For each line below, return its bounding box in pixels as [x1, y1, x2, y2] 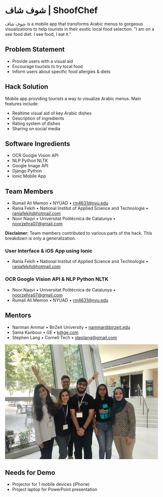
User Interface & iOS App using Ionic [5, 248, 93, 255]
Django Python [12, 168, 42, 174]
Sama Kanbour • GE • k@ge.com [12, 329, 79, 335]
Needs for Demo [5, 468, 56, 477]
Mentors [5, 311, 32, 320]
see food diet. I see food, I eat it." [5, 31, 71, 37]
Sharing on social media [12, 125, 61, 131]
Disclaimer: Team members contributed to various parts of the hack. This [5, 230, 152, 236]
